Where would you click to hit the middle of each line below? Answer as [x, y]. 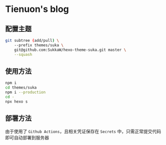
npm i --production [25, 92]
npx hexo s [16, 101]
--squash [23, 54]
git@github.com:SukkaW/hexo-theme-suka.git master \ [70, 50]
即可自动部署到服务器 [27, 138]
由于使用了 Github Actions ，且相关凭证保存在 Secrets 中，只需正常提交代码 [83, 131]
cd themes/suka [21, 88]
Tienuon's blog [37, 9]
